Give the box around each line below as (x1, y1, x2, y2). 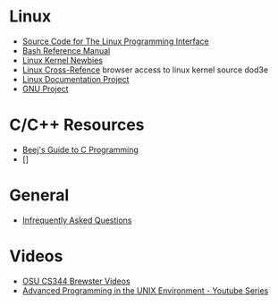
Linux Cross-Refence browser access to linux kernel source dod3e (21, 64, 269, 75)
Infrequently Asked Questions (21, 215, 132, 225)
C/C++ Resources (9, 114, 145, 135)
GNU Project (21, 83, 69, 94)
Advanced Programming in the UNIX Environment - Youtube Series (21, 284, 269, 296)
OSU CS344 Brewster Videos (21, 275, 131, 286)
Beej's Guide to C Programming (21, 144, 139, 155)
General (9, 185, 70, 206)
